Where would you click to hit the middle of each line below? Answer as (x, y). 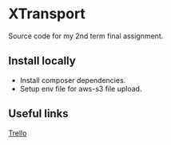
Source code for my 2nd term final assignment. (86, 36)
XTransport (47, 14)
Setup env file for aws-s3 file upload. (81, 88)
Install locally (42, 61)
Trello (18, 133)
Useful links (39, 114)
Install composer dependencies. (73, 80)
